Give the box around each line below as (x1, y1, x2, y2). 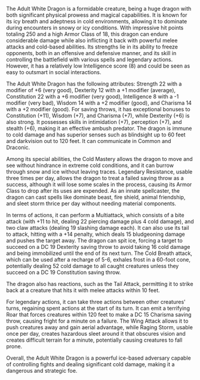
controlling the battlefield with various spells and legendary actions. (6, 56, 173, 63)
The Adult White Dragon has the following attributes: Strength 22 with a (6, 80, 182, 87)
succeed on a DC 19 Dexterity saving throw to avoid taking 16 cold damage (6, 244, 190, 250)
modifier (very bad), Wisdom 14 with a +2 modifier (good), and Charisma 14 (6, 99, 192, 107)
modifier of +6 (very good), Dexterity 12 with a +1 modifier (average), (6, 87, 176, 93)
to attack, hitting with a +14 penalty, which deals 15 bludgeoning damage (6, 230, 185, 238)
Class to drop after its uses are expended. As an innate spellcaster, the (6, 187, 180, 194)
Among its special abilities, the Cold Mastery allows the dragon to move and (6, 156, 193, 162)
